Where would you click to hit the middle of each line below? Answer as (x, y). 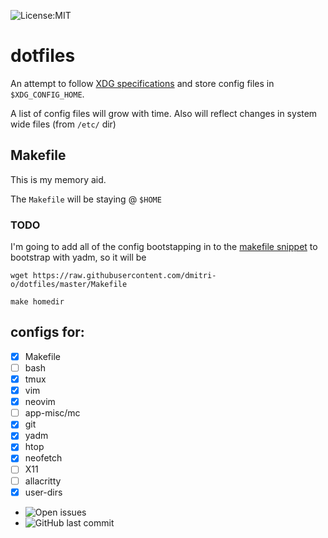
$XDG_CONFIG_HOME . (47, 94)
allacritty (43, 481)
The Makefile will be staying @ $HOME (86, 199)
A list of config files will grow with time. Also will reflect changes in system (164, 113)
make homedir (37, 302)
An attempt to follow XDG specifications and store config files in (142, 83)
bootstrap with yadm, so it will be (78, 257)
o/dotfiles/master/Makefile (69, 285)
